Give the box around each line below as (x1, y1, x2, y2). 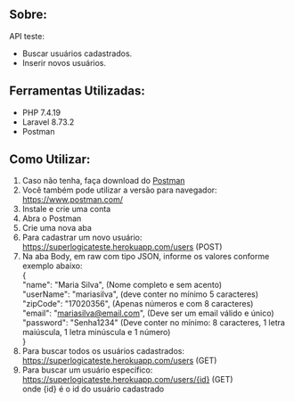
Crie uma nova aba (21, 223, 92, 234)
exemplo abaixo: (21, 260, 83, 271)
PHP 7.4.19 (21, 107, 61, 118)
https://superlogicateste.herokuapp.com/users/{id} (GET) (21, 374, 233, 385)
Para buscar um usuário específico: (21, 365, 153, 375)
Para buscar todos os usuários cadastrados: (21, 346, 185, 357)
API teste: (9, 30, 45, 41)
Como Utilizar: (9, 152, 91, 168)
